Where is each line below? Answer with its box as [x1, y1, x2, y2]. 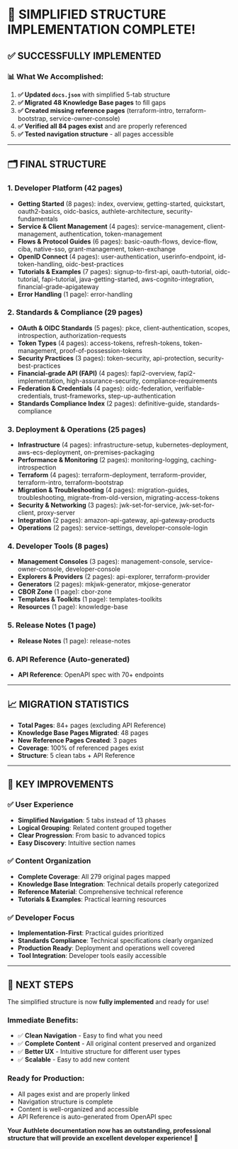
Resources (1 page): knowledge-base [17, 603, 129, 611]
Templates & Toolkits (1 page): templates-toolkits [17, 595, 162, 604]
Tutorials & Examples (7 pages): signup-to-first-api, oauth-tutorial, [17, 267, 214, 276]
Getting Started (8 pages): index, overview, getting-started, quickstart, [17, 199, 225, 208]
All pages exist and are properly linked [17, 1089, 130, 1098]
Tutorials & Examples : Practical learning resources [17, 895, 166, 903]
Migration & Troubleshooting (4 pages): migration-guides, [17, 486, 190, 494]
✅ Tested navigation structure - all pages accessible [17, 129, 174, 138]
